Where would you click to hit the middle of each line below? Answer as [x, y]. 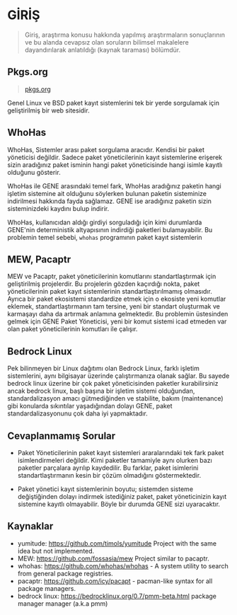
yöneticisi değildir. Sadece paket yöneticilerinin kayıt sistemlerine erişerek [115, 157]
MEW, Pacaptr [39, 259]
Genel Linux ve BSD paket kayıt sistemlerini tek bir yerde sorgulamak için [114, 103]
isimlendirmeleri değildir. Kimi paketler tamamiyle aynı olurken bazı [115, 460]
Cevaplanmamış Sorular [62, 436]
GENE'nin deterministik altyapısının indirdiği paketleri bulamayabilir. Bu [110, 229]
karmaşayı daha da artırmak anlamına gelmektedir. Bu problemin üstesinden [118, 314]
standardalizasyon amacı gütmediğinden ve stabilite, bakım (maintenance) [116, 398]
